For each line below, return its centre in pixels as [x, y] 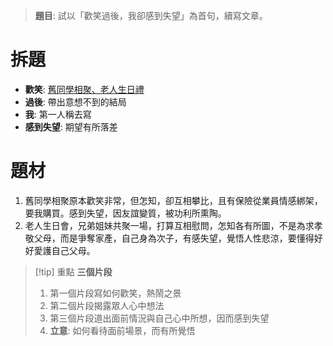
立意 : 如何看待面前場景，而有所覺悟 [122, 330]
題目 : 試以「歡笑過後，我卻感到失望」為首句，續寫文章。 [151, 15]
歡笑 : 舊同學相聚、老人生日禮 [84, 89]
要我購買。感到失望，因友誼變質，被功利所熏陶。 [125, 213]
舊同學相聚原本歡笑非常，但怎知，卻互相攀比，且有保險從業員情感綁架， [173, 200]
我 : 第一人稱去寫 [58, 114]
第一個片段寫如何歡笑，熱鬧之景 [115, 293]
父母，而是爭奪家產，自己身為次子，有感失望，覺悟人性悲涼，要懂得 [174, 238]
